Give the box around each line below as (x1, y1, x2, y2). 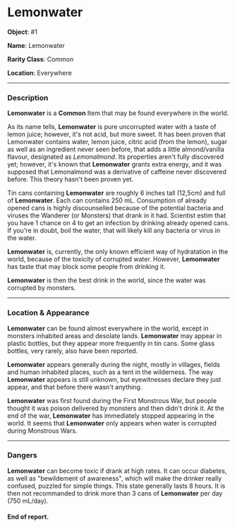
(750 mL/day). (7, 496, 49, 505)
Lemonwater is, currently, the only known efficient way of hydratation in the (7, 248, 229, 256)
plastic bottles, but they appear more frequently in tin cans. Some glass (7, 339, 215, 347)
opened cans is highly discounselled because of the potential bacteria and (7, 204, 224, 212)
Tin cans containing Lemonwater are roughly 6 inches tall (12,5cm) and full (7, 188, 226, 198)
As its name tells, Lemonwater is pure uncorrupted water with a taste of (7, 123, 217, 131)
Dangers (7, 450, 37, 460)
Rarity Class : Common (7, 54, 74, 64)
